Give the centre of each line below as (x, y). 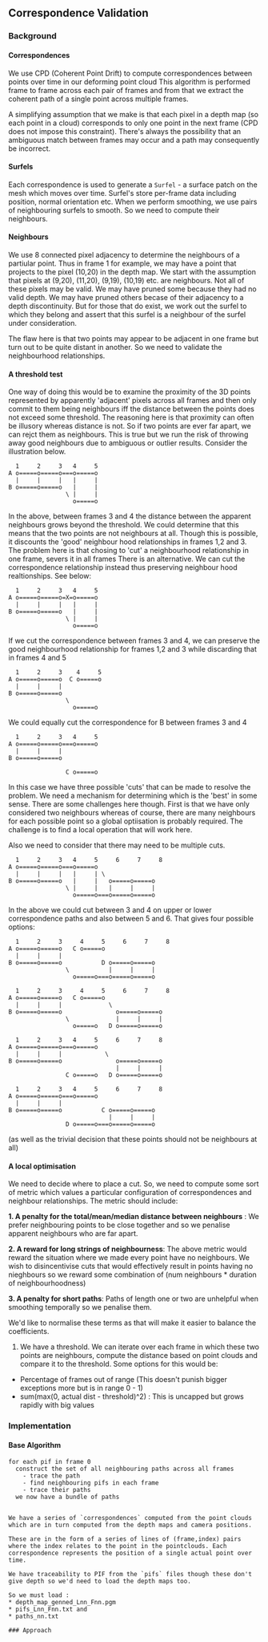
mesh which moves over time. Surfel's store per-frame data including (122, 193)
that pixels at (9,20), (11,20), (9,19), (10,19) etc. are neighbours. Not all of (126, 280)
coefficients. (29, 1331)
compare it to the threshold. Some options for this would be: (119, 1364)
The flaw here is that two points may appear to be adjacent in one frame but (134, 338)
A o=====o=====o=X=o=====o (53, 598)
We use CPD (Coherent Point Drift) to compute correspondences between (130, 73)
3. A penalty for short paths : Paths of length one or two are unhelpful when (133, 1299)
